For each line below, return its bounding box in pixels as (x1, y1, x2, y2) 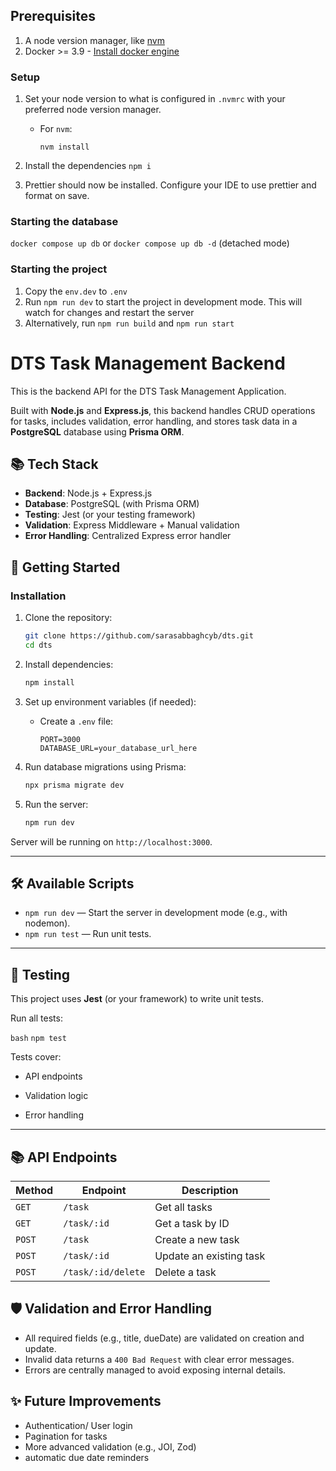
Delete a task (154, 1265, 217, 1279)
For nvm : (39, 123, 73, 135)
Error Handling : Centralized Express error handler (24, 530, 232, 542)
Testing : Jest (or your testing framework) (24, 509, 196, 521)
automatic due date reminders (24, 1451, 150, 1463)
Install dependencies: (24, 658, 114, 670)
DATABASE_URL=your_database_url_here (39, 743, 198, 753)
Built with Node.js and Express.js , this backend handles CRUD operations (10, 404, 316, 416)
